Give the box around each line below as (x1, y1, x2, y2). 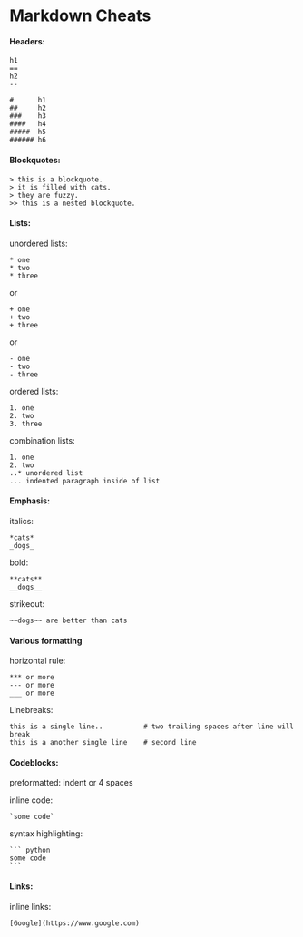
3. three (9, 419, 43, 428)
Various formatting (9, 635, 83, 646)
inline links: (9, 901, 52, 912)
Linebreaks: (9, 705, 54, 716)
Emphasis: (9, 495, 51, 506)
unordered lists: (9, 238, 68, 249)
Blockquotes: (9, 154, 61, 165)
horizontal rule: (9, 655, 66, 667)
